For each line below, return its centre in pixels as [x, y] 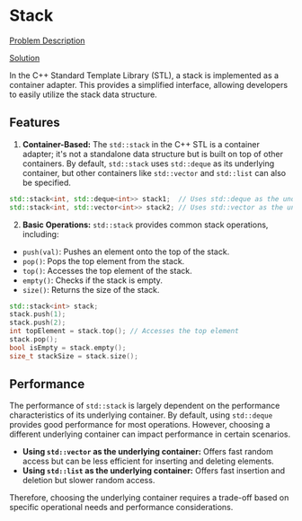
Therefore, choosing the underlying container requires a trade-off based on [149, 498]
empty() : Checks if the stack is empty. [93, 280]
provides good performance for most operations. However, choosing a [140, 425]
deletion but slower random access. [89, 481]
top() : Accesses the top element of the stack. [107, 270]
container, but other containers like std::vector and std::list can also [154, 172]
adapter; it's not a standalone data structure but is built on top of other [152, 154]
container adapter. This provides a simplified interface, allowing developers [149, 84]
